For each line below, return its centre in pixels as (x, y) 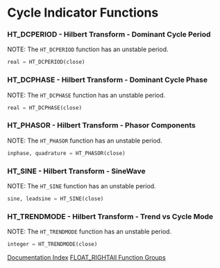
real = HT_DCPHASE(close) (44, 108)
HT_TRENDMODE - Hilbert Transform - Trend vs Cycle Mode (110, 216)
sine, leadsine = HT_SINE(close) (56, 199)
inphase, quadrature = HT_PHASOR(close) (67, 153)
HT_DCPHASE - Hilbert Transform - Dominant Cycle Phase (108, 80)
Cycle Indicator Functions (83, 13)
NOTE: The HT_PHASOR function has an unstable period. (85, 141)
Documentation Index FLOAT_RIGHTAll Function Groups (87, 258)
